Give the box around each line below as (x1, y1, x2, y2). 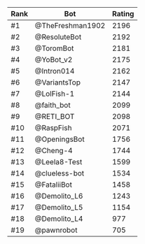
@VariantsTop (34, 78, 81, 87)
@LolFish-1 (34, 89, 75, 99)
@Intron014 (34, 66, 75, 76)
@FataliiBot (34, 180, 72, 189)
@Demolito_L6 (34, 192, 83, 201)
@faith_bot (34, 101, 71, 110)
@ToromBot (34, 43, 74, 53)
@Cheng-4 (34, 146, 73, 155)
